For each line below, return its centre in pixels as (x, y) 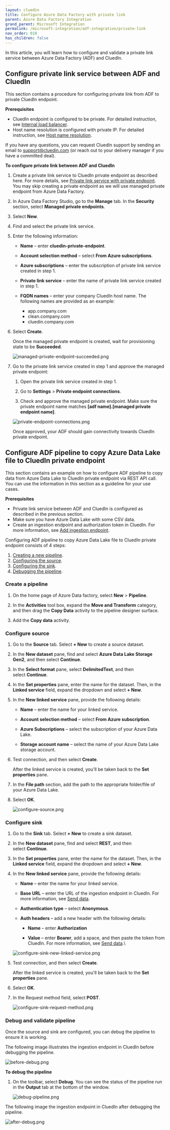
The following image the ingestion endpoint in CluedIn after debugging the (83, 1107)
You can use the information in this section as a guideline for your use (78, 483)
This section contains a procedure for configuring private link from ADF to (82, 94)
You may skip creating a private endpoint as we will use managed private (89, 186)
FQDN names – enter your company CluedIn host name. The (83, 296)
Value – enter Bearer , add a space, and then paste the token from (96, 938)
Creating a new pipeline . (38, 555)
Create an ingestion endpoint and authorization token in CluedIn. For (84, 525)
